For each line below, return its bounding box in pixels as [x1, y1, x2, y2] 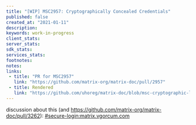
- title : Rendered [8, 85, 54, 91]
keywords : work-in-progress [6, 30, 75, 36]
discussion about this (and [6, 106, 70, 113]
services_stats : [6, 52, 45, 58]
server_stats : [6, 41, 41, 47]
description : [6, 25, 38, 31]
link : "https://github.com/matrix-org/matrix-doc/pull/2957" [13, 79, 166, 85]
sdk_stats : [6, 47, 33, 53]
